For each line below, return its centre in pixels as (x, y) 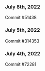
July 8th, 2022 (22, 7)
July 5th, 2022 (22, 30)
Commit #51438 (21, 18)
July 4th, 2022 (23, 53)
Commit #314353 (22, 41)
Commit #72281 (21, 64)
